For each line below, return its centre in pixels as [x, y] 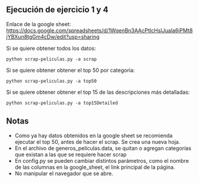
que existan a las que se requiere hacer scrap [70, 154]
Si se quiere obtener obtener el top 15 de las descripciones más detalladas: [98, 92]
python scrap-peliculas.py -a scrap [51, 59]
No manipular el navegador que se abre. [64, 173]
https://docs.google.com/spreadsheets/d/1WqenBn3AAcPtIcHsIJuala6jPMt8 [99, 30]
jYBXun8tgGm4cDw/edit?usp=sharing [53, 37]
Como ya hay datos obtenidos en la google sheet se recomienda [94, 135]
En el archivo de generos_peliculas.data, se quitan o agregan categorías [103, 148]
